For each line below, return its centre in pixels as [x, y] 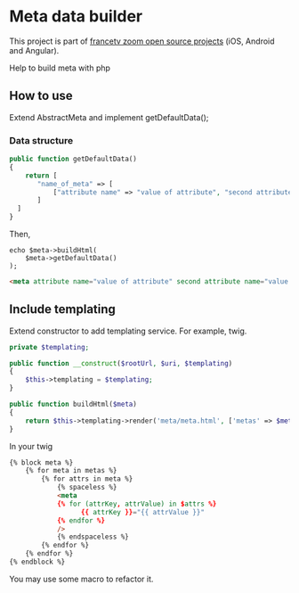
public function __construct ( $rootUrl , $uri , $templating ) [121, 363]
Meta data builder [76, 16]
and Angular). [34, 50]
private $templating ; [49, 347]
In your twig [31, 446]
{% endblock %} [37, 562]
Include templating [62, 309]
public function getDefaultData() [73, 159]
